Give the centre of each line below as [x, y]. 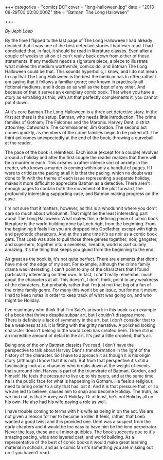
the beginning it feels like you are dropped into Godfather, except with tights [81, 229]
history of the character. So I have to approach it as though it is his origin [78, 355]
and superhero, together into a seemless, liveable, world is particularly [76, 244]
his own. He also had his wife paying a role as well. [56, 402]
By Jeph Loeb [19, 31]
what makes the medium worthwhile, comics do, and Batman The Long [76, 66]
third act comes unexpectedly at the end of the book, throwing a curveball [79, 138]
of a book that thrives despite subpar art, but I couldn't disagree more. [75, 315]
